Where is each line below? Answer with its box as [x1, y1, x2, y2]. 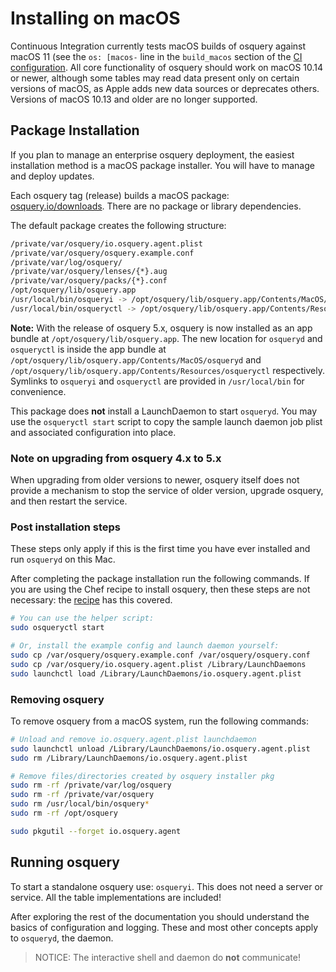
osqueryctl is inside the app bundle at [10, 343, 167, 355]
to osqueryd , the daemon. [10, 932, 114, 944]
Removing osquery [10, 692, 105, 706]
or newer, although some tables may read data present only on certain [10, 72, 300, 84]
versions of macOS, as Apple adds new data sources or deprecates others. [10, 82, 320, 94]
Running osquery [10, 854, 121, 871]
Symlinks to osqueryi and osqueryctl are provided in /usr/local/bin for [10, 375, 305, 387]
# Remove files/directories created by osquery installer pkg [10, 771, 275, 781]
